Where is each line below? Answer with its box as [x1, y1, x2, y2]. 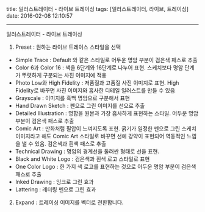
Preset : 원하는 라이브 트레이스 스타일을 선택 [15, 43, 121, 51]
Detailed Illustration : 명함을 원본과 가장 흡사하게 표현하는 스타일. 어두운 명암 [15, 110, 199, 117]
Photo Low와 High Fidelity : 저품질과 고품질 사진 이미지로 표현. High [15, 79, 179, 87]
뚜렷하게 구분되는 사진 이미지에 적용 [21, 72, 107, 79]
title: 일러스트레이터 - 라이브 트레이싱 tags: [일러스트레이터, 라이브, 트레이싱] [6, 5, 189, 12]
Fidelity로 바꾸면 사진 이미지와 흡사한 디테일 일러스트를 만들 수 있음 [15, 87, 176, 94]
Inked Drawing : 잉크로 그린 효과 [15, 178, 94, 185]
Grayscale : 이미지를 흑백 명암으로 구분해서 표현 [15, 94, 130, 102]
